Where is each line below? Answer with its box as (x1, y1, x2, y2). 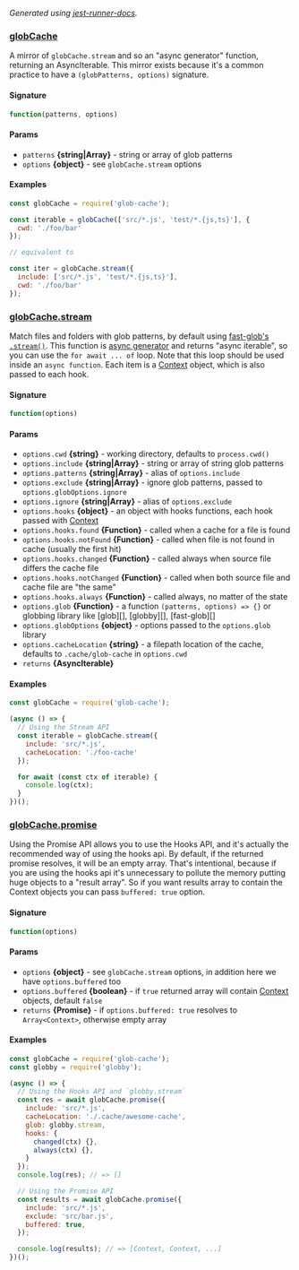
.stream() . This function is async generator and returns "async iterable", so (9, 340, 288, 350)
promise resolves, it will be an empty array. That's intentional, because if (9, 858, 277, 868)
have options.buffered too (21, 976, 122, 987)
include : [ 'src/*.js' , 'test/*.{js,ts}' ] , (17, 272, 178, 281)
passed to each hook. (9, 368, 90, 379)
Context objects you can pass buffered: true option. (9, 886, 206, 897)
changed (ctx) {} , (32, 1137, 98, 1146)
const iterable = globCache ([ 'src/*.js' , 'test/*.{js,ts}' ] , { (9, 215, 251, 224)
